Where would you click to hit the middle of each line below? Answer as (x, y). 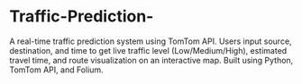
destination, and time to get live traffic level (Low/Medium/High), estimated (148, 50)
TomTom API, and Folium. (56, 70)
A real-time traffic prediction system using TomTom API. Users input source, (151, 41)
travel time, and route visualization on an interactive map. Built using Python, (151, 60)
